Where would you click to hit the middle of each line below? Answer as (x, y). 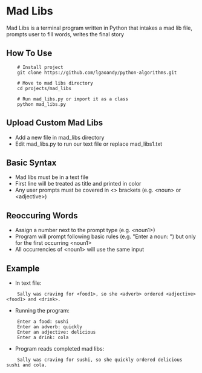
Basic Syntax (31, 162)
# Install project (40, 67)
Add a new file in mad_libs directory (60, 137)
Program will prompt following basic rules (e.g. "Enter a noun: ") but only (106, 236)
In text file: (28, 283)
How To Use (29, 54)
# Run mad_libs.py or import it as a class (73, 99)
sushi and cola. (27, 365)
